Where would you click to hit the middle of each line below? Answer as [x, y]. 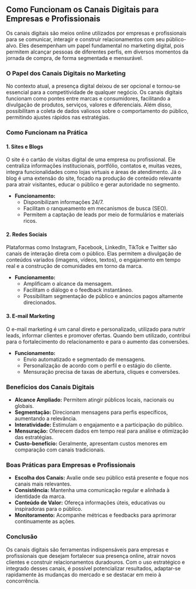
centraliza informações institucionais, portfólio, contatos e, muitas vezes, [94, 166]
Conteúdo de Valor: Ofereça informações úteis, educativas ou [90, 503]
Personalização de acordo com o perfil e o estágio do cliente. [97, 365]
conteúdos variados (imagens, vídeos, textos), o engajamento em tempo [93, 260]
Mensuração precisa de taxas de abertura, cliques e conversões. [102, 372]
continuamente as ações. [45, 521]
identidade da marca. [40, 497]
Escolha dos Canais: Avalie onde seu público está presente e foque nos [102, 478]
